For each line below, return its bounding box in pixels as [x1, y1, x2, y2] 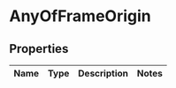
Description [78, 68, 128, 79]
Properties [9, 41, 69, 56]
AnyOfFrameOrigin [9, 6, 152, 26]
